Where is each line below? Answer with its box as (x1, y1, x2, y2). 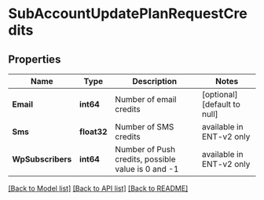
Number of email (115, 94, 177, 104)
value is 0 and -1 (115, 164, 179, 174)
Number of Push (115, 144, 175, 155)
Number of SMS (115, 122, 174, 132)
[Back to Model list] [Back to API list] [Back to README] (8, 184, 189, 193)
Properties (8, 53, 61, 66)
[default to (201, 99, 241, 110)
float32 (79, 126, 108, 137)
